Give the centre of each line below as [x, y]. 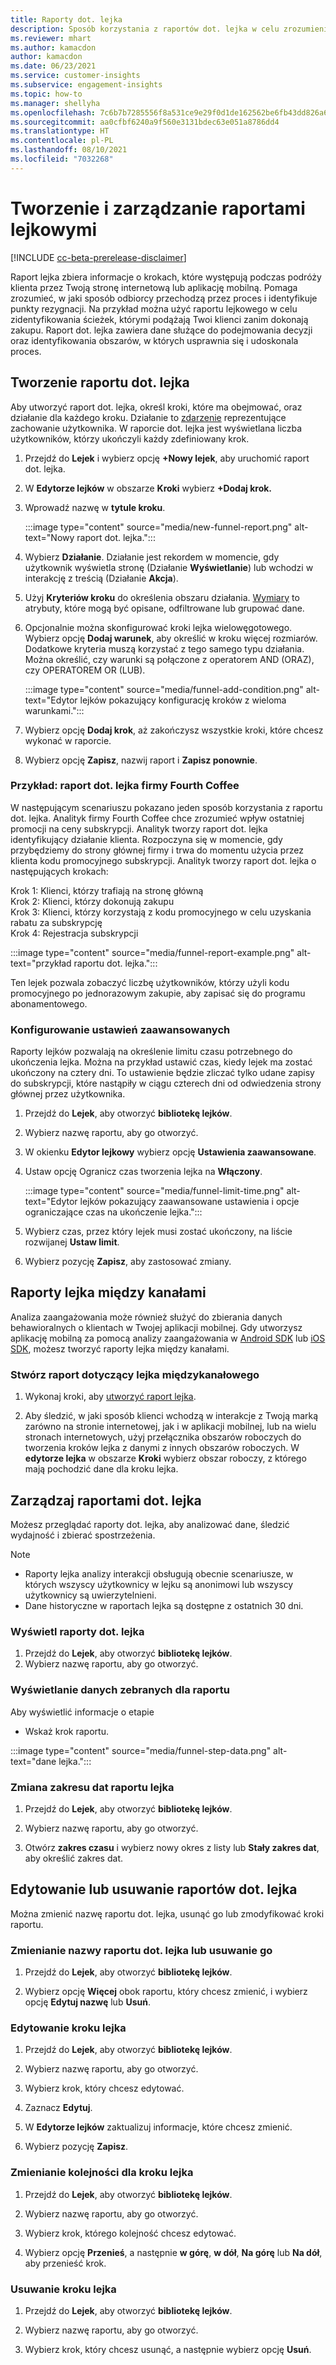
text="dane [33, 1761]
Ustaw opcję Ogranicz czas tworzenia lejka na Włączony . [143, 1172]
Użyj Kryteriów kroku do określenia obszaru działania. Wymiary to [162, 597]
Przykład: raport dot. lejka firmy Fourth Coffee [125, 786]
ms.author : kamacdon [53, 47]
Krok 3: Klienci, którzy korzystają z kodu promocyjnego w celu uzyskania [161, 912]
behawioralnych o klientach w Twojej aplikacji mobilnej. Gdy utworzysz [156, 1327]
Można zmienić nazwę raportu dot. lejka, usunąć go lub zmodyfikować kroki [167, 1913]
